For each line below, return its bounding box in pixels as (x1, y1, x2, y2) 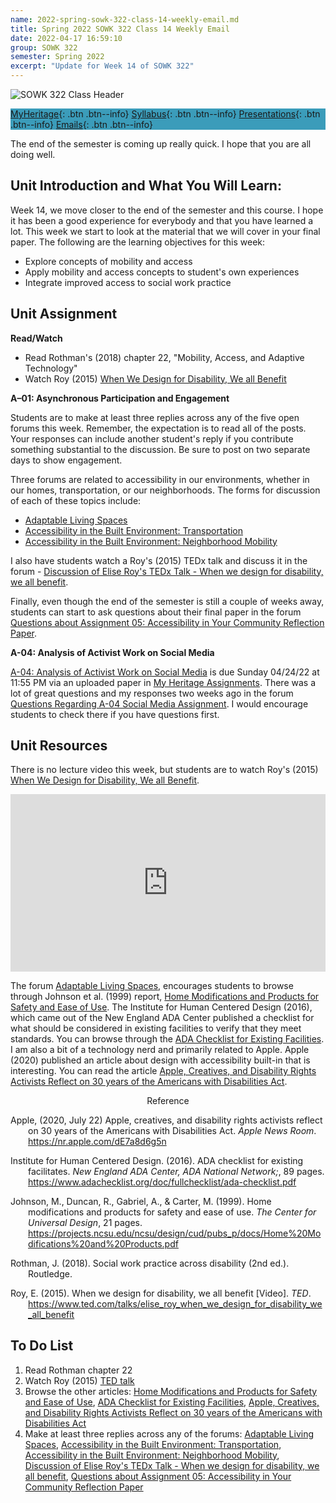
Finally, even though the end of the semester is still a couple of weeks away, (10, 595, 325, 607)
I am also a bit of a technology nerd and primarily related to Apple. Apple (10, 1043, 310, 1055)
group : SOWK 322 (10, 42, 78, 53)
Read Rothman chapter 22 (24, 1364, 133, 1376)
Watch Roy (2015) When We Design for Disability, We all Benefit (24, 372, 287, 385)
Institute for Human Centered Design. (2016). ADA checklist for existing (10, 1154, 304, 1166)
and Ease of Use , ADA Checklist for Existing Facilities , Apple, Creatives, (24, 1396, 320, 1408)
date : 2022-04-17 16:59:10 (10, 33, 123, 43)
